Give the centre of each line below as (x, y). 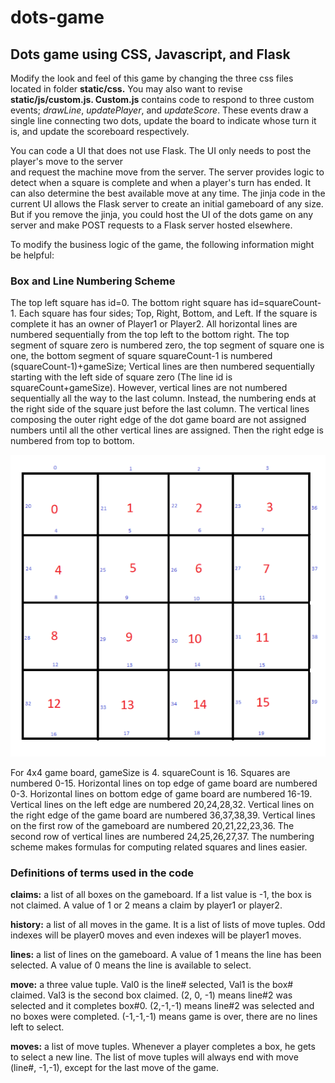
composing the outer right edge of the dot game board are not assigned (158, 420)
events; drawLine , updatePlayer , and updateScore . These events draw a (159, 110)
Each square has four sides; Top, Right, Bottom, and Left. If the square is (168, 313)
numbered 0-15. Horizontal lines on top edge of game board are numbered (164, 783)
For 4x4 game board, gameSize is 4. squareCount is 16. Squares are (150, 773)
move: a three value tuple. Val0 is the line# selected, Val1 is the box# (152, 985)
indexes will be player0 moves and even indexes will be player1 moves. (156, 935)
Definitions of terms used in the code (102, 873)
